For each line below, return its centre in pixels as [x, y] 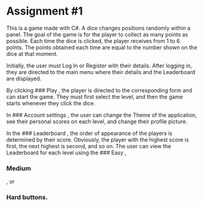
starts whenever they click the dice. [51, 103]
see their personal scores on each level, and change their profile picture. [97, 121]
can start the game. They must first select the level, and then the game [95, 97]
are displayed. [24, 78]
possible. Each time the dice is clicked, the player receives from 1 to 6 [93, 41]
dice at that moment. [32, 53]
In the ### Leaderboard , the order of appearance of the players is [89, 133]
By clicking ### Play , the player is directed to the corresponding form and [99, 90]
